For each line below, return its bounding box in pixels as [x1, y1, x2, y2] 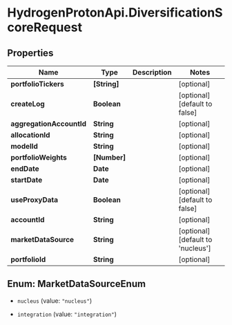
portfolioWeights [10, 153, 68, 162]
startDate [10, 175, 43, 185]
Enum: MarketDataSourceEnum [7, 278, 146, 290]
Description [132, 68, 172, 77]
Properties [7, 47, 54, 59]
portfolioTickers [10, 80, 64, 89]
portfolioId [10, 254, 46, 264]
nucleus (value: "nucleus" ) [17, 296, 92, 305]
